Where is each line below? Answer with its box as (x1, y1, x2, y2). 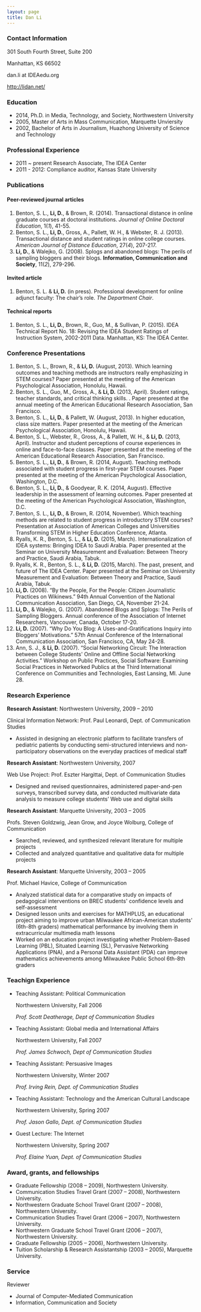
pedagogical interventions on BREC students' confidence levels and (15, 897, 184, 904)
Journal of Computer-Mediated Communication (15, 1293, 133, 1300)
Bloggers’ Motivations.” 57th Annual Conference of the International (15, 632, 184, 639)
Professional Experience (7, 146, 80, 154)
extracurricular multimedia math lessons (15, 929, 116, 936)
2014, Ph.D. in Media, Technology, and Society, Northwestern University (15, 112, 194, 119)
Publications (7, 181, 44, 190)
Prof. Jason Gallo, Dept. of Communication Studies (15, 1118, 142, 1125)
